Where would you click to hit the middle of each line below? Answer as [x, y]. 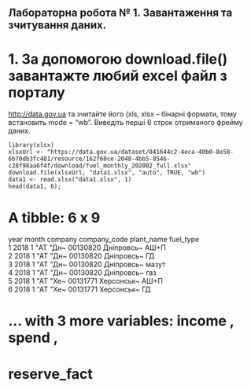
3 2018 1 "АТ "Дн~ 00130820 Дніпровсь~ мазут [87, 264]
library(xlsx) [31, 145]
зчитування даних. [57, 26]
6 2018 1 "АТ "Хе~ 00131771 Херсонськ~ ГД [79, 289]
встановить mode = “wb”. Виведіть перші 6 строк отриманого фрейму [125, 123]
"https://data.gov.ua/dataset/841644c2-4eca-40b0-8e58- [140, 152]
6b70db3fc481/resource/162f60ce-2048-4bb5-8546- [89, 159]
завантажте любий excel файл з [118, 76]
